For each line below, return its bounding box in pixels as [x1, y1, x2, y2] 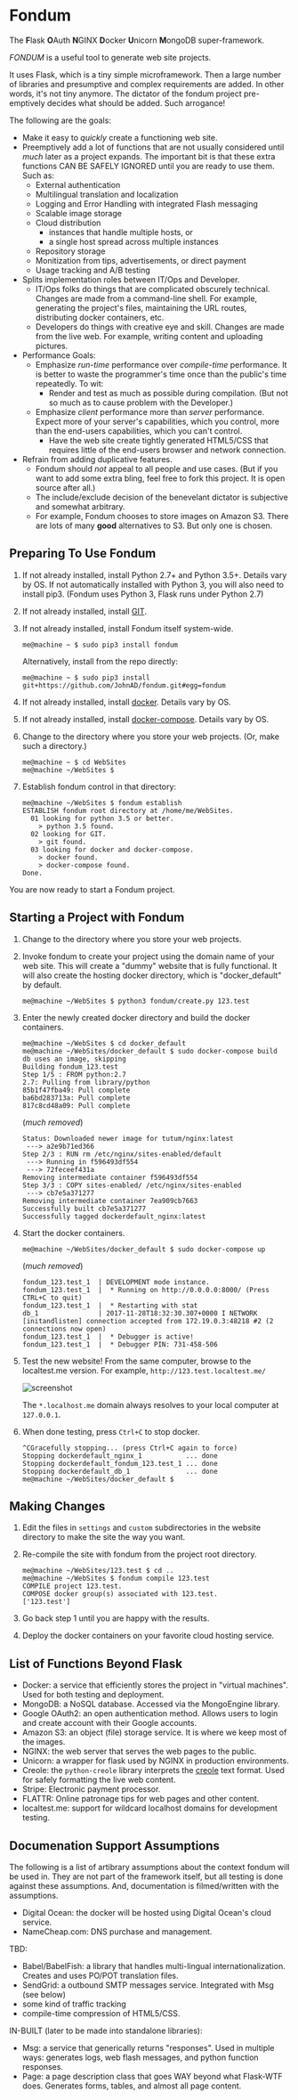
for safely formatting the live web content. [21, 1774, 176, 1786]
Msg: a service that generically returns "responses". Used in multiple [21, 2043, 275, 2053]
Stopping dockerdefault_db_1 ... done [21, 1467, 218, 1476]
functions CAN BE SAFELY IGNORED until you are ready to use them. [21, 160, 275, 171]
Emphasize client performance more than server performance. [35, 406, 265, 417]
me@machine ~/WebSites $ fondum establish [21, 798, 182, 807]
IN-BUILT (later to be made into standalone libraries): [9, 2025, 203, 2036]
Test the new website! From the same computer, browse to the [21, 1355, 252, 1366]
